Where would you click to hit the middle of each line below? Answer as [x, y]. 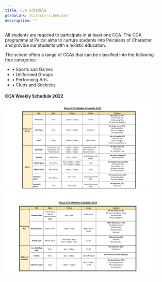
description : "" [21, 20]
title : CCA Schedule [26, 10]
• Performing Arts [30, 80]
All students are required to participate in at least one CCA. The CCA [73, 35]
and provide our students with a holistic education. [56, 45]
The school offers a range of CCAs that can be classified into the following [80, 55]
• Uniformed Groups [32, 75]
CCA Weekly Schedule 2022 [34, 96]
